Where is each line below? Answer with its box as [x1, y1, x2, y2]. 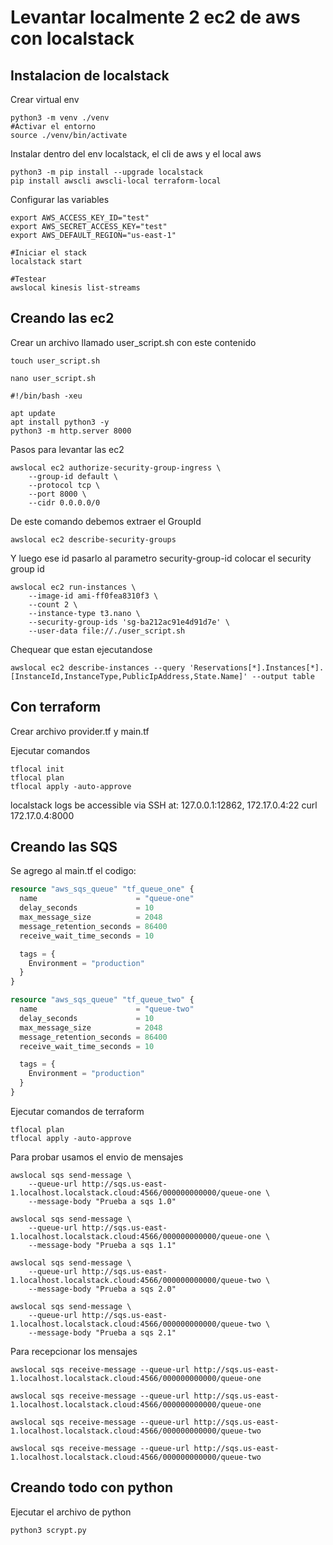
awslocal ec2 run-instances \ [10, 582, 137, 592]
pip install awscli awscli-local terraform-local [10, 176, 222, 186]
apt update [10, 408, 56, 418]
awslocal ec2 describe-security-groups [10, 534, 177, 545]
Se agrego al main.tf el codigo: [10, 865, 137, 877]
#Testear [10, 274, 47, 284]
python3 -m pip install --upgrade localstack [10, 167, 203, 177]
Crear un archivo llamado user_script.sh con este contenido [10, 336, 257, 348]
